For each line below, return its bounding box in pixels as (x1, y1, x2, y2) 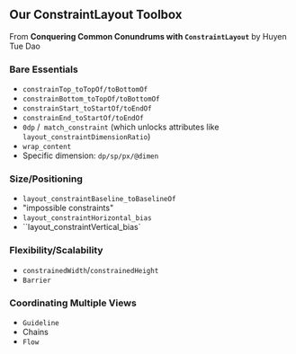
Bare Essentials (9, 63, 78, 75)
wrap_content (22, 143, 72, 152)
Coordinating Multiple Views (9, 296, 137, 309)
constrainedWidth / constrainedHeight (22, 264, 159, 275)
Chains (22, 327, 49, 337)
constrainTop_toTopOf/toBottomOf (22, 85, 148, 94)
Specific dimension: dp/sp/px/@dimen (22, 150, 159, 161)
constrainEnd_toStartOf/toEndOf (22, 114, 144, 123)
